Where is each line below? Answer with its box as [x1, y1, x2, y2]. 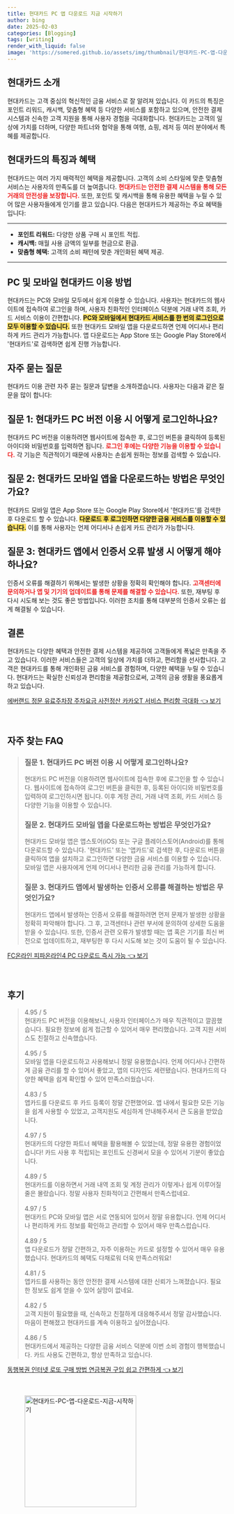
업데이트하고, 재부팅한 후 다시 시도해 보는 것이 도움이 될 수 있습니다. [42, 936, 227, 944]
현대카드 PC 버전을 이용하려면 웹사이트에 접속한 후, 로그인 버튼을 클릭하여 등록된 [7, 433, 226, 441]
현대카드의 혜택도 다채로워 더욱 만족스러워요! [50, 1254, 172, 1262]
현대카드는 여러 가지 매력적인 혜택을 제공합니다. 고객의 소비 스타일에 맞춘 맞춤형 [7, 174, 223, 182]
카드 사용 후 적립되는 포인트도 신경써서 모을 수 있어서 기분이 [45, 1148, 207, 1157]
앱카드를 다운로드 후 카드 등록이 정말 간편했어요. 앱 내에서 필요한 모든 [24, 1099, 212, 1107]
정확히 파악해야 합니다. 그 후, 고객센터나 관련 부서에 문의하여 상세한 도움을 [24, 919, 225, 927]
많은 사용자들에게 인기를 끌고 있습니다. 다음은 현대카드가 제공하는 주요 [14, 200, 204, 208]
